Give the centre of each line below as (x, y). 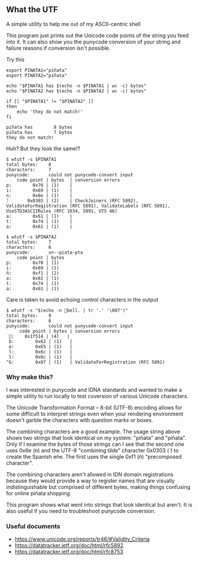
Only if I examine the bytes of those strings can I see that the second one (95, 444)
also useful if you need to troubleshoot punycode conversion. (81, 511)
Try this (15, 59)
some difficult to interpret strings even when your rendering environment (95, 414)
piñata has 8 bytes (39, 127)
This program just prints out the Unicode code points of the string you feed (98, 35)
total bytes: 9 (29, 316)
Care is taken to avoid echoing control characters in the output (82, 299)
